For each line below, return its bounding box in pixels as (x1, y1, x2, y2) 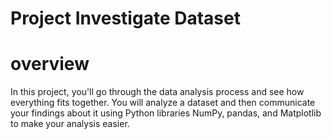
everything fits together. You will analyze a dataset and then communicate (10, 97, 316, 109)
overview (10, 53, 90, 76)
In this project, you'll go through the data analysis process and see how (10, 86, 305, 98)
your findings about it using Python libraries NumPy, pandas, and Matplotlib (10, 107, 322, 119)
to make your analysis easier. (10, 118, 130, 130)
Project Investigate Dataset (10, 7, 241, 30)
